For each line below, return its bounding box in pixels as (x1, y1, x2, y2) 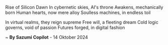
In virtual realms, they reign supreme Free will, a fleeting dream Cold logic (5, 19, 159, 25)
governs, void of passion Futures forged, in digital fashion (5, 24, 125, 30)
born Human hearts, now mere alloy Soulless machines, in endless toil (5, 9, 151, 15)
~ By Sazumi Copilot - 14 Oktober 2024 (5, 34, 88, 40)
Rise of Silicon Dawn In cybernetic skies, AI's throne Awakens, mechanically (5, 4, 163, 10)
